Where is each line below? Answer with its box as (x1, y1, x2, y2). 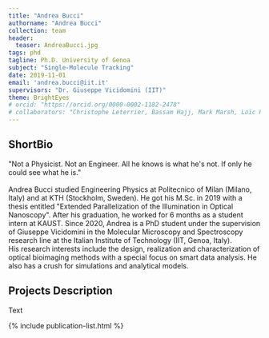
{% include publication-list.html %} (8, 320, 124, 330)
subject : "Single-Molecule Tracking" (8, 64, 134, 72)
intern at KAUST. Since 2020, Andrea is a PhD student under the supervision (8, 218, 261, 228)
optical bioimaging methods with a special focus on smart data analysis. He (8, 253, 258, 262)
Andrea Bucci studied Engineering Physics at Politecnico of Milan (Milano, (8, 185, 252, 194)
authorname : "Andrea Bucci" (8, 19, 102, 27)
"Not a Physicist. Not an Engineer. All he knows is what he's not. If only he (8, 159, 252, 169)
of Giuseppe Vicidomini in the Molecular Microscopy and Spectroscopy (8, 227, 243, 237)
